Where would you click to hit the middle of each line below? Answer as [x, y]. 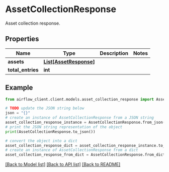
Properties [22, 39]
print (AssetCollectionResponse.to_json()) [50, 132]
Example [19, 88]
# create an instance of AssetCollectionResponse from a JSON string [80, 118]
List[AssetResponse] [69, 61]
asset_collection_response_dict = [41, 145]
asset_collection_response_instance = [46, 122]
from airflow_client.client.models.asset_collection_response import [80, 99]
